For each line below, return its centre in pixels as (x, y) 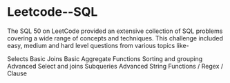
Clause (17, 73)
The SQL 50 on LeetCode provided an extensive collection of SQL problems (115, 31)
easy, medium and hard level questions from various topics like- (98, 45)
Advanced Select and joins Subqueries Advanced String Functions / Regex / (115, 66)
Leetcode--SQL (52, 12)
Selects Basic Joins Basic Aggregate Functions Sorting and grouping (105, 58)
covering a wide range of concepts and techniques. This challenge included (115, 38)
